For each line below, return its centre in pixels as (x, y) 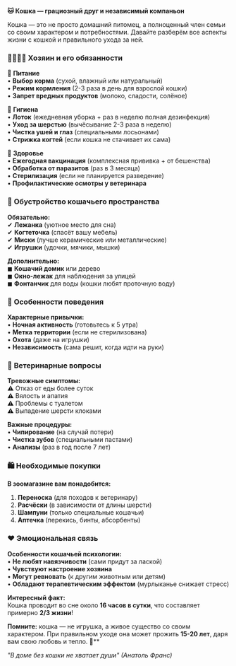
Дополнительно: (33, 261)
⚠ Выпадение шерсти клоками (54, 411)
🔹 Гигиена (23, 110)
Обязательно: (29, 217)
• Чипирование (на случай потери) (61, 432)
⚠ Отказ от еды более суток (50, 388)
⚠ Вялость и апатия (38, 396)
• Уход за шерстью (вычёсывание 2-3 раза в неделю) (89, 124)
